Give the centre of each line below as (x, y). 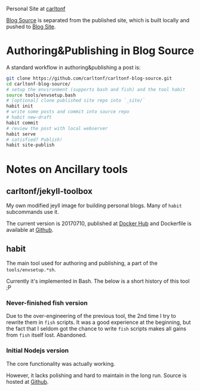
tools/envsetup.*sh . (31, 269)
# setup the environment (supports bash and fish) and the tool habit (96, 89)
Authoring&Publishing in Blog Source (100, 51)
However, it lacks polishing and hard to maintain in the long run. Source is (96, 375)
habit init (20, 106)
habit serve (21, 134)
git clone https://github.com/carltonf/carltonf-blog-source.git (89, 78)
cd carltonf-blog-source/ (38, 84)
